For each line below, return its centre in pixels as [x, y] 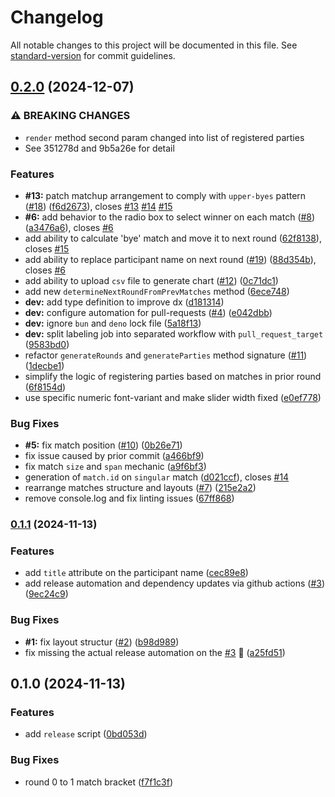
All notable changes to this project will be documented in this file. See [154, 45]
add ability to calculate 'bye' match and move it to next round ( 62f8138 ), [173, 238]
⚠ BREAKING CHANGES [70, 116]
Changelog [57, 17]
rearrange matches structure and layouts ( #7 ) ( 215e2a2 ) [140, 488]
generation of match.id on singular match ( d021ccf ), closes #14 [157, 477]
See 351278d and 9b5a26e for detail [99, 148]
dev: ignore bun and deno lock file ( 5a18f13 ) [113, 323]
